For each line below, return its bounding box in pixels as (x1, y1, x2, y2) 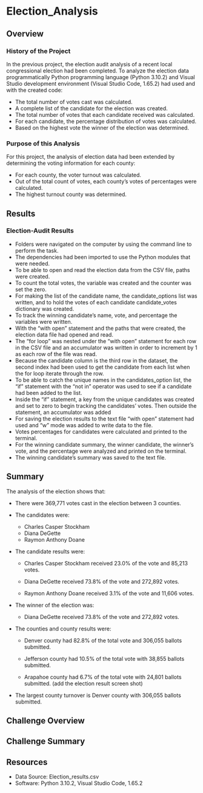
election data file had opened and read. (15, 330, 114, 338)
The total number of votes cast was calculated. (15, 98, 133, 105)
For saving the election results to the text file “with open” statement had (15, 415, 195, 422)
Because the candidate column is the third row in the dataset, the (15, 357, 178, 364)
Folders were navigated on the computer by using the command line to (15, 240, 192, 248)
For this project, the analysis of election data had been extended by (6, 153, 175, 161)
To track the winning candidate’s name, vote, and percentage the (15, 312, 178, 319)
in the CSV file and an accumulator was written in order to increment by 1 (15, 344, 198, 351)
